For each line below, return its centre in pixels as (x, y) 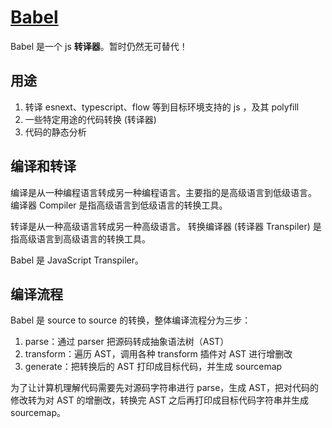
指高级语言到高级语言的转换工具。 (80, 238)
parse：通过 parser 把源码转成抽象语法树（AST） (127, 342)
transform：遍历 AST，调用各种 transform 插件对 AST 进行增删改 (158, 354)
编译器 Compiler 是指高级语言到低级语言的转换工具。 (119, 205)
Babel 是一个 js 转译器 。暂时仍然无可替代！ (99, 46)
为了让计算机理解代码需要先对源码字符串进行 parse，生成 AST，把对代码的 (164, 388)
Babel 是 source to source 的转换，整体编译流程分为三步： (131, 320)
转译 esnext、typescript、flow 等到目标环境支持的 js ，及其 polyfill (162, 107)
